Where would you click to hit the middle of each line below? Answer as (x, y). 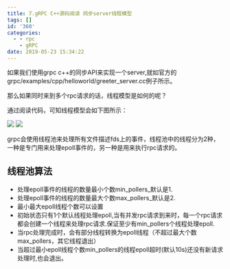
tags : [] (20, 20)
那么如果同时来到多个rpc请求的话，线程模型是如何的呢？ (87, 95)
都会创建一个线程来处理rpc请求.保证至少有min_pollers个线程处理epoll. (116, 224)
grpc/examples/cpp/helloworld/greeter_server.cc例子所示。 (92, 80)
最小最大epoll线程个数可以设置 (60, 206)
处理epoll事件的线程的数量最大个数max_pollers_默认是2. (96, 197)
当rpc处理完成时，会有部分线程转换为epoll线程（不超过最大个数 (107, 232)
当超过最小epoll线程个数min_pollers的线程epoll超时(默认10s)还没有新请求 (120, 249)
